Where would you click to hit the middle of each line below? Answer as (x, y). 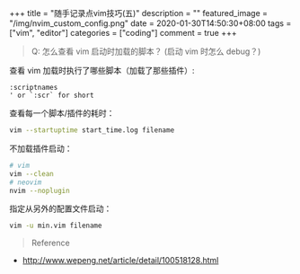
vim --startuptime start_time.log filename (92, 130)
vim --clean (31, 173)
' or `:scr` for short (52, 95)
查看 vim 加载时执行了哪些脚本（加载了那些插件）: (102, 71)
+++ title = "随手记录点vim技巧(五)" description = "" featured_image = (138, 13)
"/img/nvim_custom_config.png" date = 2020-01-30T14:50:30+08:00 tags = (150, 23)
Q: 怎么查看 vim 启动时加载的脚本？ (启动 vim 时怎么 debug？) (146, 51)
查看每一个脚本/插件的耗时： (62, 113)
